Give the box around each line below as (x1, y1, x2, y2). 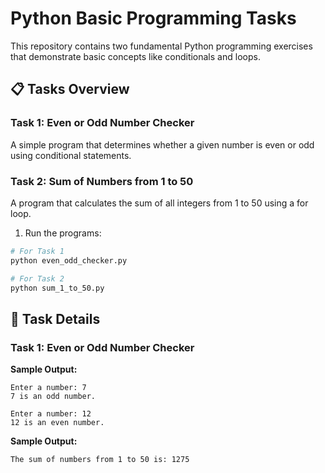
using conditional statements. (10, 149, 132, 161)
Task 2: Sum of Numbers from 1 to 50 (10, 174, 194, 188)
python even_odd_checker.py (10, 255, 128, 266)
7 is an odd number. (10, 392, 97, 402)
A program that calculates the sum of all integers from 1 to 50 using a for (10, 197, 309, 209)
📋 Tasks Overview (10, 81, 130, 98)
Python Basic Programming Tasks (10, 7, 297, 30)
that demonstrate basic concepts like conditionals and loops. (10, 50, 261, 62)
